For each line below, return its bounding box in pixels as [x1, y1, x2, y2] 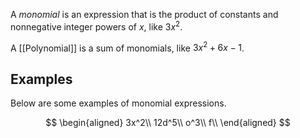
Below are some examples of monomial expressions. [10, 97, 227, 109]
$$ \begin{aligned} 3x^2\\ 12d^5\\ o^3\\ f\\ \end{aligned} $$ [45, 117, 291, 129]
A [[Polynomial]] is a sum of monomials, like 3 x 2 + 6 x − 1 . [10, 40, 245, 54]
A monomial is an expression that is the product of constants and [10, 9, 279, 20]
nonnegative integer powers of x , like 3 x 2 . [10, 19, 183, 33]
